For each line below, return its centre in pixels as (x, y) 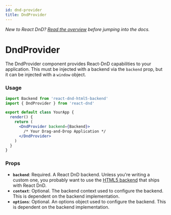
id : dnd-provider (24, 10)
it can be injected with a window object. (46, 75)
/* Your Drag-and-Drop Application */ (65, 131)
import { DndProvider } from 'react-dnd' (50, 103)
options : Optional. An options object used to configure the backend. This (89, 201)
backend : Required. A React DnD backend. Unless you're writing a (81, 174)
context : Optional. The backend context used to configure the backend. (88, 191)
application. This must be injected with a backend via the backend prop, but (84, 69)
